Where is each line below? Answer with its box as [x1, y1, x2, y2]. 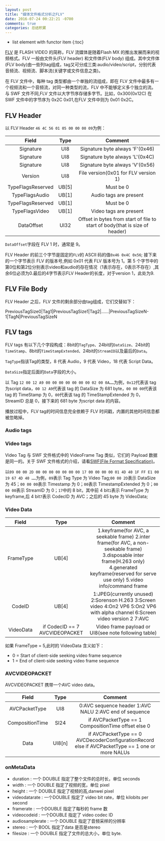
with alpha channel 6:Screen [90, 609, 156, 616]
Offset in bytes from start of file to [78, 216, 157, 222]
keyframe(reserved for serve [90, 570, 157, 577]
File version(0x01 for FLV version [79, 169, 156, 176]
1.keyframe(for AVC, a [97, 527, 149, 534]
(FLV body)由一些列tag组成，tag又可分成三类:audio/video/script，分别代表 [5, 62, 156, 68]
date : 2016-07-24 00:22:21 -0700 [5, 16, 74, 21]
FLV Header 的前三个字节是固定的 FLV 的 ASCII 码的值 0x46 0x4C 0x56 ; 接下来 [5, 252, 157, 257]
